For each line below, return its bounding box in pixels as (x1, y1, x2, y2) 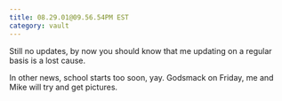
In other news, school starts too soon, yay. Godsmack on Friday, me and (9, 72, 274, 82)
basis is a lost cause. (9, 55, 86, 66)
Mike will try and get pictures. (9, 82, 118, 92)
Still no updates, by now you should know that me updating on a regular (9, 45, 273, 56)
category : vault (9, 21, 69, 30)
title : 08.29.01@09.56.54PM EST (9, 12, 129, 22)
